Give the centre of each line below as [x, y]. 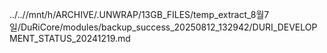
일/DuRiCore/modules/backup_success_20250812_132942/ [131, 27]
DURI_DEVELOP [285, 27]
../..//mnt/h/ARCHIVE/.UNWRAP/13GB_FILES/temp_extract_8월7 [139, 14]
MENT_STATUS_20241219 [62, 38]
